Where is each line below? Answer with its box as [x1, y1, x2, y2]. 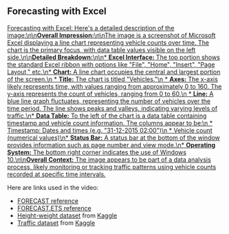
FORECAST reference [17, 196, 79, 205]
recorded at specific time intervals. [7, 170, 106, 178]
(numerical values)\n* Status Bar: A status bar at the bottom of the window [7, 134, 220, 142]
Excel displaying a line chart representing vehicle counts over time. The [7, 38, 210, 47]
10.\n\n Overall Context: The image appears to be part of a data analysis [7, 155, 211, 164]
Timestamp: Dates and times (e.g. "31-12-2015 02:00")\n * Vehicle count [7, 126, 213, 134]
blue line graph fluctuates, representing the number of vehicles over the [7, 96, 211, 105]
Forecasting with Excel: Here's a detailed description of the [7, 23, 175, 32]
